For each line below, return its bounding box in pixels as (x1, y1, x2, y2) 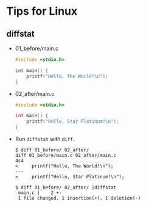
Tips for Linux (6, 4, 78, 18)
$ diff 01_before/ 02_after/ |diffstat (15, 184, 117, 191)
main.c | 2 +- (18, 190, 62, 196)
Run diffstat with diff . (15, 136, 75, 142)
